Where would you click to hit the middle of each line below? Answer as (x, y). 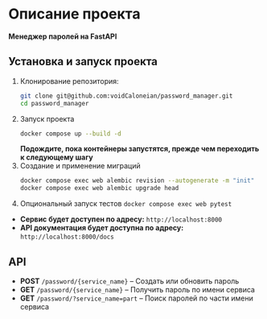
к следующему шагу (57, 157)
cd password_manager (54, 103)
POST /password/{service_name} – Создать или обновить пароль (129, 281)
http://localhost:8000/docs (67, 237)
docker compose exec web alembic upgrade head (99, 188)
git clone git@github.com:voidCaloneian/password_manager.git (126, 96)
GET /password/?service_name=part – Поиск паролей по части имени (136, 298)
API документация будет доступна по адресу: (102, 228)
